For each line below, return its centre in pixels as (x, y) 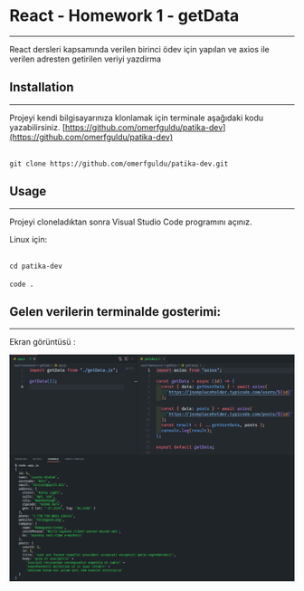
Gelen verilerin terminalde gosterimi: (115, 312)
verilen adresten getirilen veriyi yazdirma (85, 59)
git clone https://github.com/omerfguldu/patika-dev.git (119, 164)
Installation (42, 87)
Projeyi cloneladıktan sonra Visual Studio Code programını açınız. (131, 222)
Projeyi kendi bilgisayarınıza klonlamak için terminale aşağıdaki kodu (137, 118)
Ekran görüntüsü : (43, 342)
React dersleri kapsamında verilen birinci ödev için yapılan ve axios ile (139, 49)
